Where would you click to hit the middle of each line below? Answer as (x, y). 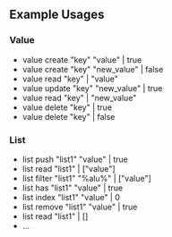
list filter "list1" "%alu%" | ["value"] (87, 178)
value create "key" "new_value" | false (93, 69)
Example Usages (57, 15)
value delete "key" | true (67, 107)
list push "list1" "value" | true (75, 159)
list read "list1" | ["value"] (69, 168)
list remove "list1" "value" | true (80, 207)
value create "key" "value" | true (82, 59)
